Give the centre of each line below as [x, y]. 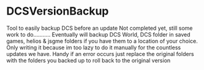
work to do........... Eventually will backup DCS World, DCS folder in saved [99, 34]
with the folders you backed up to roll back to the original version [89, 60]
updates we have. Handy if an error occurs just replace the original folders [100, 54]
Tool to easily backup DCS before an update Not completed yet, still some [100, 28]
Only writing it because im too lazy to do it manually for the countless [94, 47]
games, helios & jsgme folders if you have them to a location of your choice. [102, 41]
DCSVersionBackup [58, 11]
